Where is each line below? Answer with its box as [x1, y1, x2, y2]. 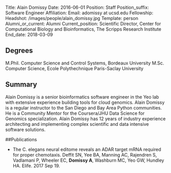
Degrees [5, 46, 33, 55]
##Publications [5, 136, 37, 142]
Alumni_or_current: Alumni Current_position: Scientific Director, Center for [5, 20, 161, 27]
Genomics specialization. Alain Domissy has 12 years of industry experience [5, 115, 166, 122]
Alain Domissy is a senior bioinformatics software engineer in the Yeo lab [5, 94, 159, 100]
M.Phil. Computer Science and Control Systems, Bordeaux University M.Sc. [5, 60, 164, 66]
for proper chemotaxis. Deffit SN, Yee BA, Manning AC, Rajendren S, [12, 152, 157, 158]
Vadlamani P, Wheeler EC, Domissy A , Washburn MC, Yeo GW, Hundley [12, 157, 164, 163]
